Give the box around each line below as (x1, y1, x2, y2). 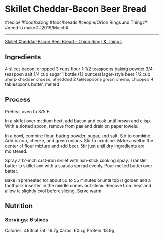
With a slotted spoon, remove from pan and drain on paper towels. (5, 123, 139, 129)
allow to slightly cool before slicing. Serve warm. (5, 188, 102, 194)
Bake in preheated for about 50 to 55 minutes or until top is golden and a (5, 177, 151, 183)
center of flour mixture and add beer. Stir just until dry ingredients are (5, 143, 145, 149)
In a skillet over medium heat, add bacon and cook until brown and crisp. (5, 118, 151, 124)
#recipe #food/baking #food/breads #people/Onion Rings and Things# (5, 20, 147, 25)
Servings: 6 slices (5, 216, 49, 223)
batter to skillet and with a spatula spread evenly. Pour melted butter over (5, 162, 153, 169)
